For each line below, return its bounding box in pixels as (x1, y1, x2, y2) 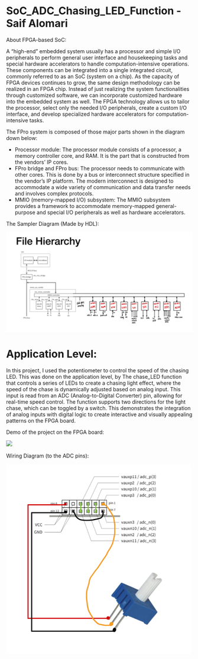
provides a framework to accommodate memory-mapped (14, 202, 155, 209)
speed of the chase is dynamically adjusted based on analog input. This (6, 385, 181, 392)
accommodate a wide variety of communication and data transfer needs (14, 183, 191, 190)
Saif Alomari (6, 17, 68, 30)
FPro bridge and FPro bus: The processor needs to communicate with (14, 164, 185, 172)
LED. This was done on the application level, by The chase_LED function (6, 373, 182, 380)
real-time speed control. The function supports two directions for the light (6, 398, 186, 405)
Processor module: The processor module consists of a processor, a (14, 146, 182, 153)
